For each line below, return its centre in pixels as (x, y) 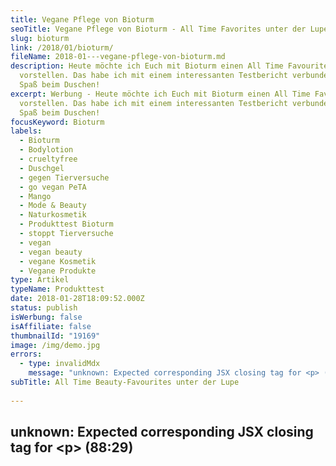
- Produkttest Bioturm (66, 224)
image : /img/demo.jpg (55, 345)
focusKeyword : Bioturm (57, 122)
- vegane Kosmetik (58, 261)
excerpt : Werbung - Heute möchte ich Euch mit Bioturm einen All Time (160, 94)
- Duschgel (42, 168)
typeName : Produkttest (57, 289)
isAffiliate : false (51, 326)
